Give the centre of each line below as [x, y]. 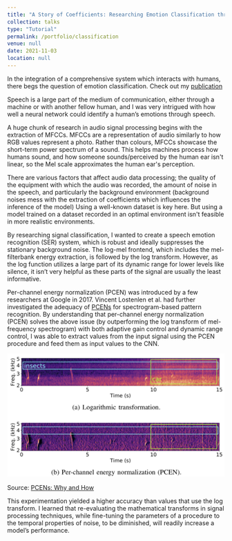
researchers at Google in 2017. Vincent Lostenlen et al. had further [101, 299]
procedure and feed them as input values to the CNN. [83, 343]
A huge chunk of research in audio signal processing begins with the [105, 127]
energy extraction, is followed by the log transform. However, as [127, 257]
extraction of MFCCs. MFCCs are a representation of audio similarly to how [114, 135]
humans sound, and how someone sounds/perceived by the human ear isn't [115, 157]
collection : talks [33, 22]
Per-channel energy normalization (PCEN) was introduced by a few [103, 292]
